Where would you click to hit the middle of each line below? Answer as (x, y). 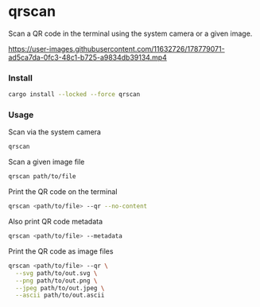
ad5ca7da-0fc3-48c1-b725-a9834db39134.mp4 (87, 57)
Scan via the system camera (55, 132)
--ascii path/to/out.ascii (60, 295)
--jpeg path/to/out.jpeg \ (60, 288)
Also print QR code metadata (56, 222)
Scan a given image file (47, 162)
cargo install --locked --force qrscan (74, 95)
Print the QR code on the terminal (63, 192)
